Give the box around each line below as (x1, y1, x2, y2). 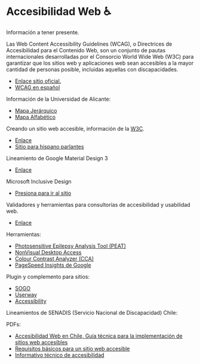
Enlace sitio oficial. (14, 77, 61, 85)
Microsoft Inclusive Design (6, 178, 72, 185)
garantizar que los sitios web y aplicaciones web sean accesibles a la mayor (6, 59, 194, 67)
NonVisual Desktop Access (14, 248, 82, 255)
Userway (14, 291, 38, 298)
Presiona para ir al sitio (14, 189, 72, 197)
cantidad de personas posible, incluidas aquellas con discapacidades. (6, 65, 179, 73)
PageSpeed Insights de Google (14, 261, 91, 269)
